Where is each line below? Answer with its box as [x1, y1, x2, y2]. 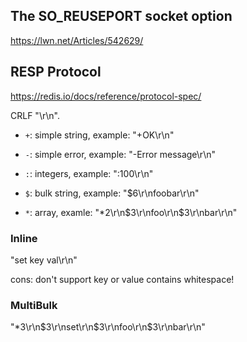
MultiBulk [10, 298, 58, 312]
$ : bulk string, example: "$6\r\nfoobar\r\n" [24, 187, 200, 199]
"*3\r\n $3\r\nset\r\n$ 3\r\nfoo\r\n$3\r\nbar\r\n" [10, 321, 206, 333]
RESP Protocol [10, 64, 102, 81]
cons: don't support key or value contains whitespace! [10, 273, 235, 285]
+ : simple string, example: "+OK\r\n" [24, 129, 175, 141]
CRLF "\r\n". [10, 109, 60, 121]
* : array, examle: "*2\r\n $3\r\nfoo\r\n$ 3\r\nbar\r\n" [24, 206, 238, 218]
